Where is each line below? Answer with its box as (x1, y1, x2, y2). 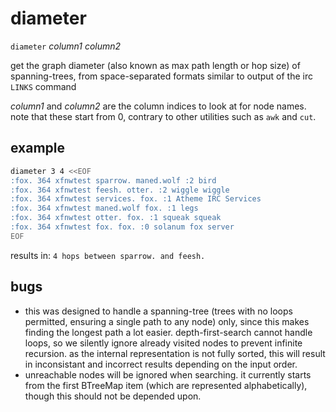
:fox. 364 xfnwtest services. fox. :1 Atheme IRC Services (10, 194, 262, 204)
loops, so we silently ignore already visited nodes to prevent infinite (24, 337, 303, 349)
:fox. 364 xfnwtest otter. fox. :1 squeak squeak (10, 213, 222, 223)
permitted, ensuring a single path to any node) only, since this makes (24, 315, 310, 327)
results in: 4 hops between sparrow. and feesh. (10, 249, 206, 261)
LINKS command (10, 80, 77, 92)
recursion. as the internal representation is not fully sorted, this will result (24, 347, 326, 359)
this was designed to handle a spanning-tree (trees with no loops (24, 305, 293, 317)
